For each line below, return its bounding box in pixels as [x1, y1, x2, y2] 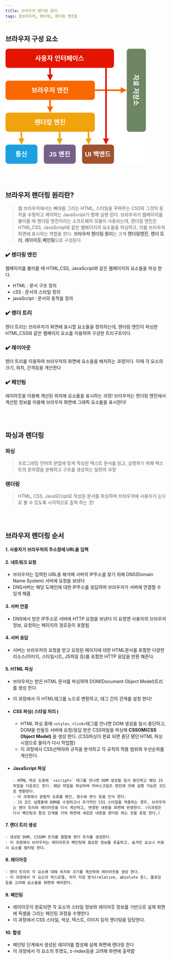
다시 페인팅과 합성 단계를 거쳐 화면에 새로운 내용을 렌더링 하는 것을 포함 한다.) [12, 810, 161, 815]
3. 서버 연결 [5, 603, 29, 609]
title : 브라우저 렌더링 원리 [5, 8, 58, 13]
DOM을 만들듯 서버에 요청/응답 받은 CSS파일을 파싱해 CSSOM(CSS [20, 727, 157, 733]
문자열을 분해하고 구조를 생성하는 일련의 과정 [27, 467, 116, 472]
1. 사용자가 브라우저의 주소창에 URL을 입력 [5, 546, 89, 553]
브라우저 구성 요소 [5, 34, 58, 43]
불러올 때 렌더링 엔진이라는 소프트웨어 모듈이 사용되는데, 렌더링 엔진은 [17, 218, 157, 224]
